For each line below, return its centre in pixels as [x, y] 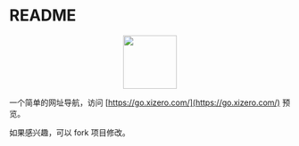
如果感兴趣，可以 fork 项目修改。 [70, 132]
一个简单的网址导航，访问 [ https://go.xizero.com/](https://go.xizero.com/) [145, 102]
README [43, 16]
